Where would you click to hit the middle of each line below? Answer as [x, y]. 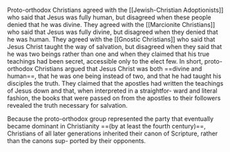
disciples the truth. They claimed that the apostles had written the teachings [115, 83]
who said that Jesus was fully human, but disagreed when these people [109, 17]
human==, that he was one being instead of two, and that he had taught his [114, 76]
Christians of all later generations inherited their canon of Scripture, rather [113, 133]
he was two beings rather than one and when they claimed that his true [108, 54]
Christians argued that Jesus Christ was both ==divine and [118, 69]
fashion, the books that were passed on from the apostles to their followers [114, 98]
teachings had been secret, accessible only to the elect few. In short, [105, 61]
